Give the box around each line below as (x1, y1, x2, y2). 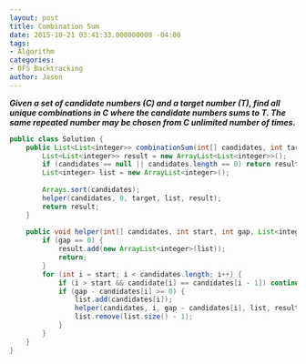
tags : (9, 38, 30, 48)
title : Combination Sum (9, 22, 100, 31)
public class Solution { (9, 134, 104, 144)
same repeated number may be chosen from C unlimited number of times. (9, 116, 296, 127)
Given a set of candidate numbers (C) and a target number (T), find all (9, 97, 280, 108)
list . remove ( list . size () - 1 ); (74, 312, 194, 321)
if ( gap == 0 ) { (42, 236, 104, 246)
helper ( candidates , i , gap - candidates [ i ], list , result (74, 304, 300, 313)
